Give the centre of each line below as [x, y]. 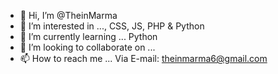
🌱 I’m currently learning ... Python [88, 36]
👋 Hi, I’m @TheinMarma [68, 15]
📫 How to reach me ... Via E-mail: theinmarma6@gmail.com [143, 58]
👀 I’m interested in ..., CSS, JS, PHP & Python [112, 26]
